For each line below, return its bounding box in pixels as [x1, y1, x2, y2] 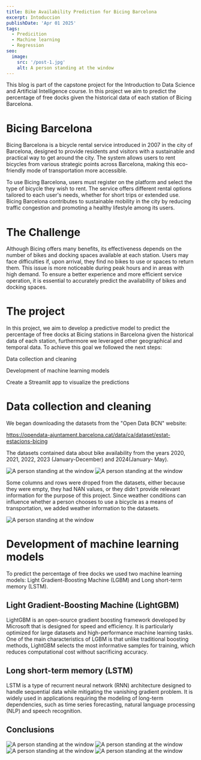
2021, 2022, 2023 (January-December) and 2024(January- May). [6, 456, 169, 463]
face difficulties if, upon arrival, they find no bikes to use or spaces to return [6, 258, 194, 265]
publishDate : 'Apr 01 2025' [6, 20, 77, 26]
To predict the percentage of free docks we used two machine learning [6, 570, 182, 578]
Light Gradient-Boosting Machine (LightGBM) [6, 600, 179, 611]
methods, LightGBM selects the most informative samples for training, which [6, 641, 196, 649]
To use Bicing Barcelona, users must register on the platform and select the [6, 179, 193, 186]
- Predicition [11, 31, 47, 37]
